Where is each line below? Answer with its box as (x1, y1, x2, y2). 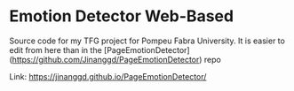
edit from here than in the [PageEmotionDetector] (9, 44, 190, 55)
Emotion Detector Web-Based (9, 6, 234, 27)
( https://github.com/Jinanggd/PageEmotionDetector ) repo (9, 54, 222, 64)
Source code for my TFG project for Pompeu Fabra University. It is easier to (9, 35, 286, 46)
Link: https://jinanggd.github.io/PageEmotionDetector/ (9, 71, 207, 81)
